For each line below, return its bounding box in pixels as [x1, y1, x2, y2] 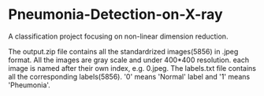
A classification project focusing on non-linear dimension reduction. [8, 31, 229, 41]
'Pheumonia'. [8, 80, 51, 90]
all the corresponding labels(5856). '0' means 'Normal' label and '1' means [8, 72, 251, 81]
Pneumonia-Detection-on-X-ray [8, 6, 223, 24]
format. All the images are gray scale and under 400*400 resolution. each [8, 55, 250, 65]
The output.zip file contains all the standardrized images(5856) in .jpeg [8, 46, 239, 56]
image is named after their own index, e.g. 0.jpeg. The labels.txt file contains [8, 63, 256, 72]
